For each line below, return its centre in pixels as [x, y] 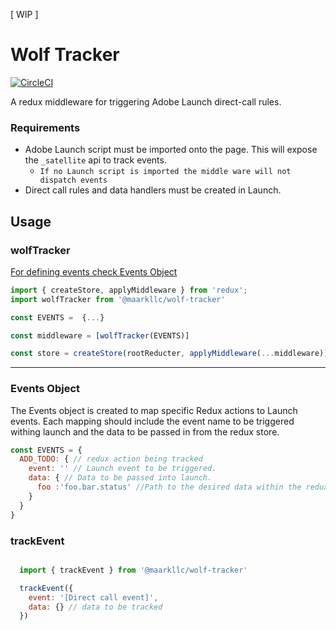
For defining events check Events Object [94, 271]
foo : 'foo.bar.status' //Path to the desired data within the [169, 487]
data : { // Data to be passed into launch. [120, 478]
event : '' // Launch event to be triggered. [122, 469]
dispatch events [73, 180]
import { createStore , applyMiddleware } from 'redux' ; [129, 290]
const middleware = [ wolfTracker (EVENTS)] [100, 335]
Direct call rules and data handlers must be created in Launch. [153, 190]
